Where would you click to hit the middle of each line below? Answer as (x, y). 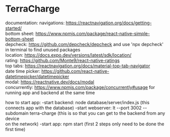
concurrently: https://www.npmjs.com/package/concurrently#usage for (80, 87)
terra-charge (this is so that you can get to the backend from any (97, 113)
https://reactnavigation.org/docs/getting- (109, 23)
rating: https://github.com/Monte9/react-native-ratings (63, 60)
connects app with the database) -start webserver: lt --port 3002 (74, 108)
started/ (13, 28)
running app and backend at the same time (50, 93)
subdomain (17, 113)
